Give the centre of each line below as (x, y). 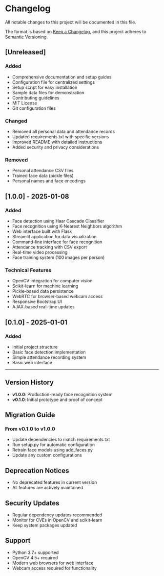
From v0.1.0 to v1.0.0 (30, 429)
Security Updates (32, 503)
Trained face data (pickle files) (43, 176)
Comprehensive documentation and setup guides (62, 77)
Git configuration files (34, 108)
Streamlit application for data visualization (54, 236)
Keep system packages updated (44, 526)
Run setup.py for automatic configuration (53, 445)
